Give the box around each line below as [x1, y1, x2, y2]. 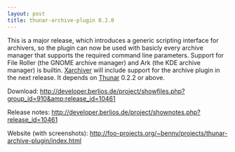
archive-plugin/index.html [7, 136, 82, 144]
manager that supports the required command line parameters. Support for [7, 50, 224, 60]
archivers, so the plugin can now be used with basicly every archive [7, 43, 203, 52]
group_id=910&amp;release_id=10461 [7, 94, 116, 102]
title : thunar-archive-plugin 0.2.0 [7, 17, 114, 24]
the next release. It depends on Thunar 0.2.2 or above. [7, 73, 165, 81]
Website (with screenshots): [7, 129, 88, 137]
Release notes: [7, 108, 51, 116]
